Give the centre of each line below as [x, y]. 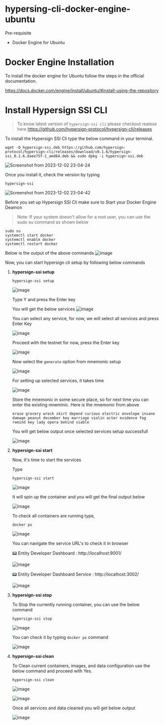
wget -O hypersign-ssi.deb [33, 147]
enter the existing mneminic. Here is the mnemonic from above [76, 404]
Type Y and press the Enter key [44, 299]
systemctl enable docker [30, 239]
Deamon [14, 207]
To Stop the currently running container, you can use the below [76, 604]
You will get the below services [44, 309]
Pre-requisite [18, 33]
